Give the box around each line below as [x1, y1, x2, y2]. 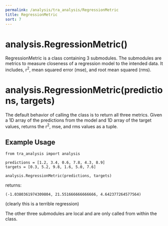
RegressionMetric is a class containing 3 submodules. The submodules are [5, 55, 162, 61]
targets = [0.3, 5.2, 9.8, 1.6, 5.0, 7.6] [5, 164, 96, 169]
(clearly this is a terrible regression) [5, 201, 79, 207]
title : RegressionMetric [5, 12, 58, 17]
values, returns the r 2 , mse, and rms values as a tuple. [5, 122, 118, 129]
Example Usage [5, 138, 56, 146]
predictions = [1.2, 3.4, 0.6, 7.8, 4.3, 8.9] [5, 160, 105, 165]
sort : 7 [5, 17, 22, 22]
